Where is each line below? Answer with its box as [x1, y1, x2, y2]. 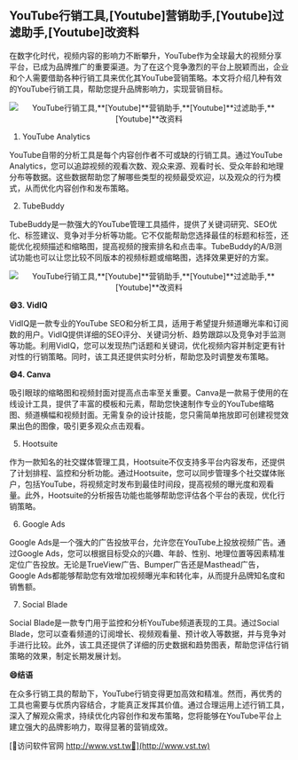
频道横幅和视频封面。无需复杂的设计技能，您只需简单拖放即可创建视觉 [24, 409, 281, 419]
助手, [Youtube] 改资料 [20, 25, 140, 40]
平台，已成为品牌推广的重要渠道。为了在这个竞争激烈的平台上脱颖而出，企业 [9, 61, 289, 72]
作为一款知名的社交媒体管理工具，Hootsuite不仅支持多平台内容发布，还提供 [9, 456, 286, 467]
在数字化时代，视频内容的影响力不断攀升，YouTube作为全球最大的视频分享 [9, 50, 282, 60]
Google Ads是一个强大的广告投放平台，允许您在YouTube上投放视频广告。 [9, 537, 278, 547]
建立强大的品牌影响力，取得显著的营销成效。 [9, 721, 173, 732]
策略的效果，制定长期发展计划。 [9, 650, 126, 661]
